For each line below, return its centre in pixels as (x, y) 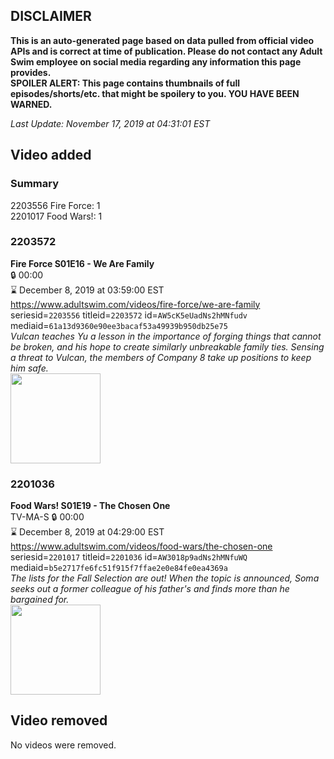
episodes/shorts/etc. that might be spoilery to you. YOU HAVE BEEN (155, 93)
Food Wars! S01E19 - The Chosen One (90, 506)
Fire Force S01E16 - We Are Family (82, 263)
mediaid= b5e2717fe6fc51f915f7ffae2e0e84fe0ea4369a (119, 568)
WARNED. (31, 104)
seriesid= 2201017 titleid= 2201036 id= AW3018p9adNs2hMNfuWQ (129, 557)
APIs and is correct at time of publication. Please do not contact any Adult (166, 51)
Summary (35, 184)
